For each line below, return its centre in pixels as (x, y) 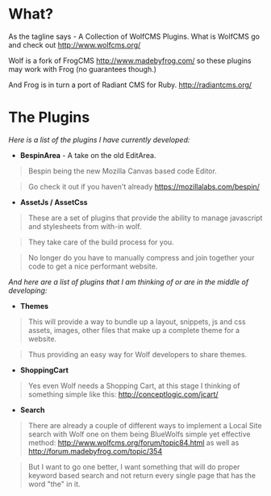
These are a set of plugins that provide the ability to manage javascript (145, 218)
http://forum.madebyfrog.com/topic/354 (95, 451)
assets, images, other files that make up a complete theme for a (134, 330)
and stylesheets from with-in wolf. (85, 226)
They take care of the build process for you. (101, 242)
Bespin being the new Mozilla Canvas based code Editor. (123, 171)
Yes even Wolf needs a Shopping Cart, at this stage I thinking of (134, 386)
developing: (28, 290)
